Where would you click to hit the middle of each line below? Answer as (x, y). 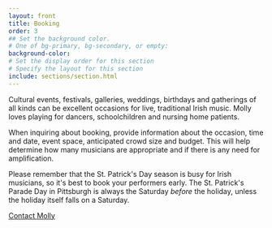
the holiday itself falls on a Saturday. (69, 200)
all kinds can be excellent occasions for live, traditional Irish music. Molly (130, 108)
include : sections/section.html (63, 76)
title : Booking (34, 24)
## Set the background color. (60, 39)
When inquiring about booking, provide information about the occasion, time (136, 132)
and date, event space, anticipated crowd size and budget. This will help (130, 141)
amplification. (31, 158)
